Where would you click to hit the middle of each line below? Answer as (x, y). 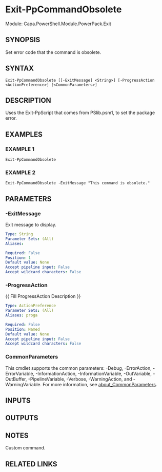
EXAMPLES (24, 134)
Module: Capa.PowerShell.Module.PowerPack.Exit (58, 24)
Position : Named (23, 329)
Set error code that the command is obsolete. (53, 52)
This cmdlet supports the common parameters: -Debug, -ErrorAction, (79, 368)
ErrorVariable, (20, 373)
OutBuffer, (16, 379)
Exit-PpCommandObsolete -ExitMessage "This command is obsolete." (78, 183)
